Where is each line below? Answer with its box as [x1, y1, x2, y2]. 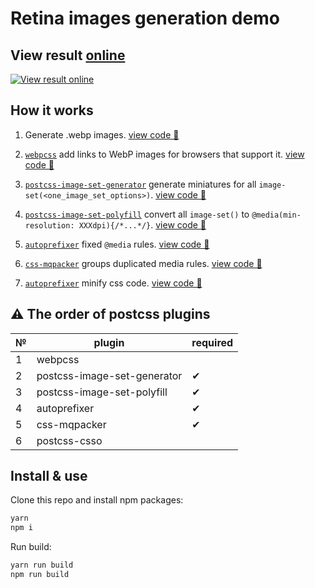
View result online [10, 47, 126, 64]
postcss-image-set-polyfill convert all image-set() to [24, 208, 250, 220]
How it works [10, 102, 94, 119]
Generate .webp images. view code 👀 [24, 128, 180, 141]
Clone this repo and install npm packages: [10, 494, 184, 506]
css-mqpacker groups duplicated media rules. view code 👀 [24, 257, 263, 269]
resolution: [24, 220, 75, 231]
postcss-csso [36, 433, 103, 447]
